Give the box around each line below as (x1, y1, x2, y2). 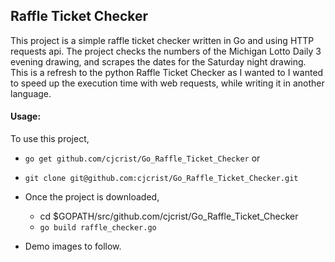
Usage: (10, 110, 42, 123)
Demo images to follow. (24, 240, 122, 253)
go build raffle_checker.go (39, 223, 157, 233)
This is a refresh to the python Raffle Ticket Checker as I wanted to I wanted (10, 66, 324, 78)
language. (10, 87, 52, 99)
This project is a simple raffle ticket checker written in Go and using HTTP (10, 34, 315, 46)
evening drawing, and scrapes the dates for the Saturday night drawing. (10, 55, 307, 68)
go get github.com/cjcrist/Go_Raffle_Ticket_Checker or (24, 152, 261, 164)
